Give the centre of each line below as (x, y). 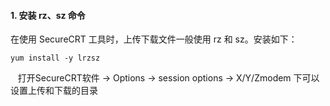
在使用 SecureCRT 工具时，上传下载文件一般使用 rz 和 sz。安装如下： (154, 39)
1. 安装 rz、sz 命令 (48, 15)
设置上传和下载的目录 (54, 91)
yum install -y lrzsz (55, 58)
